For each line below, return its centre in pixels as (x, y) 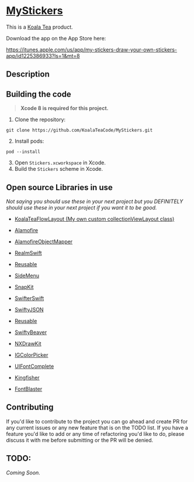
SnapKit (24, 287)
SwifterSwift (29, 298)
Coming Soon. (23, 473)
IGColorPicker (31, 354)
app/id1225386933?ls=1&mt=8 (43, 56)
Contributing (30, 407)
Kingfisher (27, 377)
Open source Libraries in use (59, 187)
